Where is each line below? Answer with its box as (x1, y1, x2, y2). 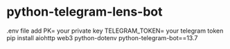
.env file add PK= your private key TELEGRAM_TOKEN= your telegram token (6, 27, 224, 35)
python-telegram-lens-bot (6, 4, 163, 20)
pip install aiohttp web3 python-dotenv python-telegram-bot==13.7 (6, 33, 198, 42)
